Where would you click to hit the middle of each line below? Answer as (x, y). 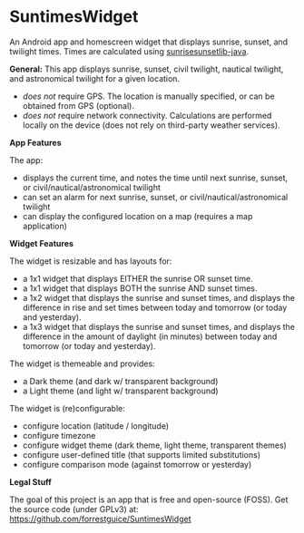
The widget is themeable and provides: (83, 363)
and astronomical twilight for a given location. (94, 78)
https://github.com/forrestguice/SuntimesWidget (101, 518)
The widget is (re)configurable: (67, 408)
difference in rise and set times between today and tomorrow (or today (155, 307)
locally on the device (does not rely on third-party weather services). (151, 125)
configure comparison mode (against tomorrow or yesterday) (137, 464)
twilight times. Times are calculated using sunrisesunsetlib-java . (129, 51)
